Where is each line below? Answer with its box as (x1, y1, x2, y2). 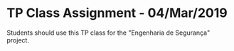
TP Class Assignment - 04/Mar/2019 (6, 5, 228, 21)
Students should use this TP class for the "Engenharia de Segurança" (6, 28, 211, 37)
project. (6, 35, 30, 44)
